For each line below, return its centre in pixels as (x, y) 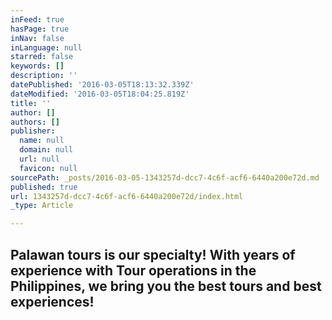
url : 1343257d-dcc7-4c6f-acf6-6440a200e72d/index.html (127, 196)
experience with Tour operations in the (133, 270)
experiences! (52, 301)
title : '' (31, 103)
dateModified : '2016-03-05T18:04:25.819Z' (100, 94)
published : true (44, 187)
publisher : (33, 131)
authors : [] (35, 122)
